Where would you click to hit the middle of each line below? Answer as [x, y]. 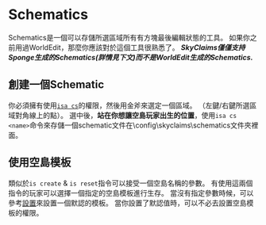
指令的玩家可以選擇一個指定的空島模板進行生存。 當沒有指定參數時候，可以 [131, 193]
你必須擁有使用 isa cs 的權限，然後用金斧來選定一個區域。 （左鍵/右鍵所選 [129, 105]
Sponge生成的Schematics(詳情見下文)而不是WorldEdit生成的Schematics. [131, 57]
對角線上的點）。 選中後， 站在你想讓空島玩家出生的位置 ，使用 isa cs [125, 115]
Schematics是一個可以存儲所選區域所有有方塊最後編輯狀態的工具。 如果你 [129, 37]
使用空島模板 [40, 163]
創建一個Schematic [56, 85]
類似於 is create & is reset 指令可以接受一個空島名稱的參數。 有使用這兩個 [131, 183]
